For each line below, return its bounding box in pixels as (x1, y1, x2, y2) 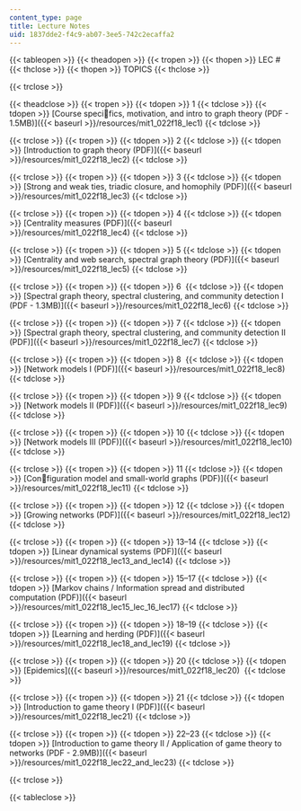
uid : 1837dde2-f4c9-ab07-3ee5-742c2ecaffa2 (9, 30, 175, 39)
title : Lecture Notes (9, 22, 91, 31)
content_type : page (9, 13, 83, 22)
